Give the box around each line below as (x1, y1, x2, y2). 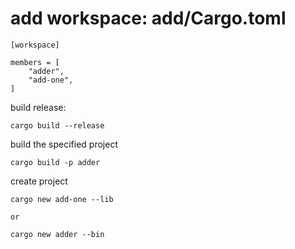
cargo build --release (10, 120, 105, 131)
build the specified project (10, 138, 118, 150)
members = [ (10, 57, 60, 67)
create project (10, 175, 68, 187)
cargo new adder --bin (10, 229, 105, 239)
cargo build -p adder (10, 157, 101, 167)
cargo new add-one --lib (10, 194, 114, 204)
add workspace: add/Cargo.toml (10, 7, 287, 30)
